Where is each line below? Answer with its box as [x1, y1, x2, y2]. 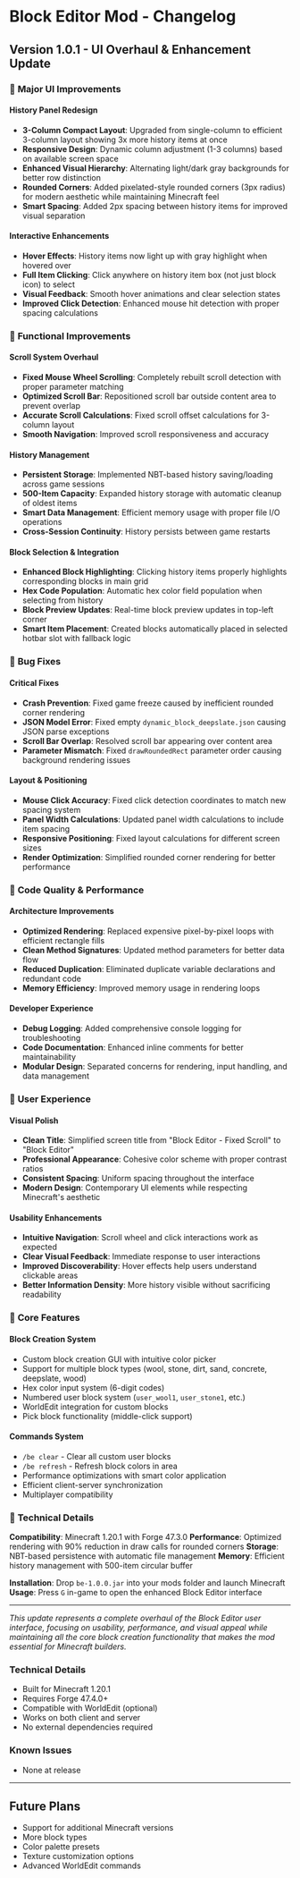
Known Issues [9, 1744, 72, 1756]
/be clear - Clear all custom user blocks [21, 1451, 171, 1461]
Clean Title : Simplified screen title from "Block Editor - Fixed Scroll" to [21, 1135, 281, 1146]
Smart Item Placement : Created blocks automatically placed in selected [21, 623, 288, 634]
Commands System [9, 1431, 84, 1442]
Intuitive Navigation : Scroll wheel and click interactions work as [21, 1232, 259, 1243]
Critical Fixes [9, 677, 60, 688]
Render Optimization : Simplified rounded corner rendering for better [21, 851, 276, 862]
